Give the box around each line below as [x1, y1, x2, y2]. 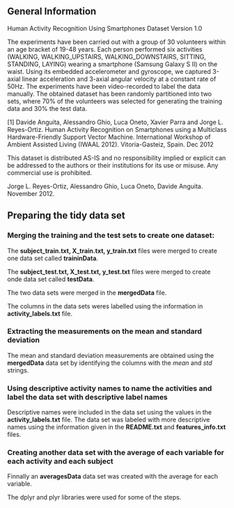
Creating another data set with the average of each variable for [7, 448, 224, 458]
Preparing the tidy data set [7, 209, 125, 222]
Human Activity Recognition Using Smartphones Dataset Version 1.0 [7, 24, 203, 32]
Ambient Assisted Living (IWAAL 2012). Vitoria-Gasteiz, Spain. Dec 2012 [7, 140, 214, 149]
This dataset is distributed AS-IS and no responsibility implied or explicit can [7, 154, 226, 162]
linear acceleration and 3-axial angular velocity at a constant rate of [22, 75, 217, 83]
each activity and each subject [7, 456, 114, 466]
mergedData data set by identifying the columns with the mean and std [7, 359, 212, 367]
